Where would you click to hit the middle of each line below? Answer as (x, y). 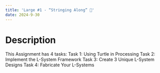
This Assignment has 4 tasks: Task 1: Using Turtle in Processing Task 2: (80, 54)
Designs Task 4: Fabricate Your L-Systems (50, 65)
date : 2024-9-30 (22, 15)
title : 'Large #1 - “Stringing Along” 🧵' (50, 10)
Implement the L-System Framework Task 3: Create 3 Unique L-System (80, 60)
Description (31, 40)
